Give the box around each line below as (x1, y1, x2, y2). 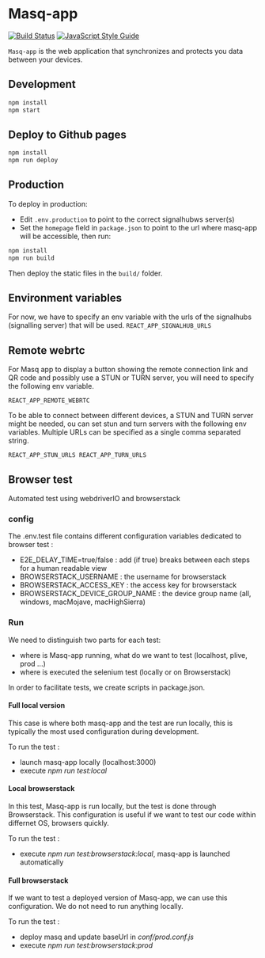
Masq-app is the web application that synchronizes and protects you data (8, 46, 244, 55)
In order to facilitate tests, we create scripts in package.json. (8, 682, 206, 692)
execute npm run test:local (19, 766, 108, 775)
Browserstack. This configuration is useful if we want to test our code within (8, 810, 256, 819)
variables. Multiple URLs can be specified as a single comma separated (8, 428, 241, 437)
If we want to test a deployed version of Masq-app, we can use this (8, 893, 228, 903)
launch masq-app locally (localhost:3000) (19, 757, 157, 766)
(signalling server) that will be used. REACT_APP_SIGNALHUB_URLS (8, 321, 212, 330)
